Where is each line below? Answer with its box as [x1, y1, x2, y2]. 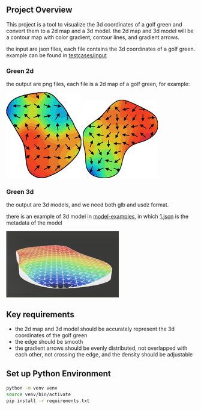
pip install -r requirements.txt [6, 397, 90, 404]
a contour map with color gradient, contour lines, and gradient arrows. [6, 33, 180, 41]
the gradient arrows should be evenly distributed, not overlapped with [14, 344, 188, 352]
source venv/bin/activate [6, 391, 71, 397]
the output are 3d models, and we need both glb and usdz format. [6, 201, 169, 208]
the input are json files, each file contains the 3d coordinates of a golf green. [6, 45, 196, 52]
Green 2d [6, 66, 34, 75]
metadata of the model [6, 219, 63, 226]
